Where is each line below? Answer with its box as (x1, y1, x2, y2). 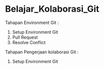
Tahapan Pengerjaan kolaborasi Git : (5, 49, 79, 55)
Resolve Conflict (12, 39, 46, 45)
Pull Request (12, 34, 38, 40)
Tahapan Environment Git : (5, 20, 59, 25)
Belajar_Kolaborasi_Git (5, 3, 100, 15)
